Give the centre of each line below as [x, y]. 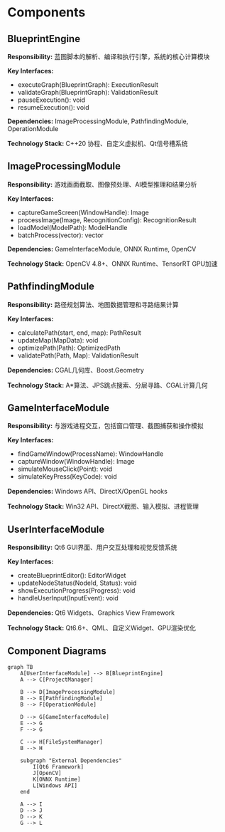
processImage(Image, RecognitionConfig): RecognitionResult [107, 220]
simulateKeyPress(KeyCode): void [67, 477]
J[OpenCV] [47, 774]
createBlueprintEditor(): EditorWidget [72, 576]
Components [46, 12]
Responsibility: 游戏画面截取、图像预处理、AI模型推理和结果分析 [102, 184]
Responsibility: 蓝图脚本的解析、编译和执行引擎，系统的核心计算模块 [109, 57]
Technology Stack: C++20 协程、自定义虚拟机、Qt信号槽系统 [98, 144]
